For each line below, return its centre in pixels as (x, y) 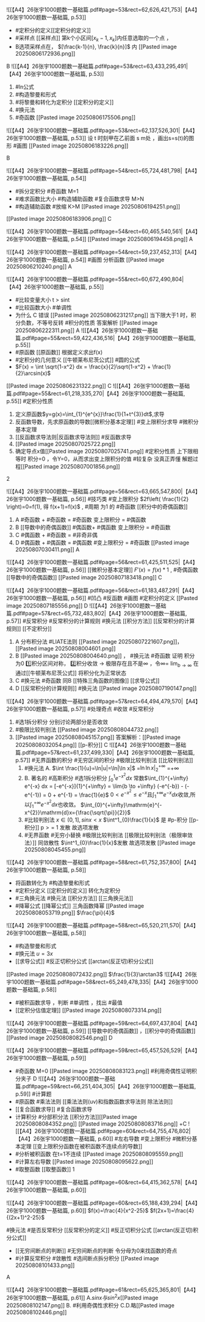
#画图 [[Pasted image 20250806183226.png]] (71, 146)
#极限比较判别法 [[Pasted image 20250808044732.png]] (87, 729)
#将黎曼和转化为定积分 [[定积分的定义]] (64, 102)
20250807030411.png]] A (47, 549)
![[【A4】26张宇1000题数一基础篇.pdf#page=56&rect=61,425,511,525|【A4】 (102, 562)
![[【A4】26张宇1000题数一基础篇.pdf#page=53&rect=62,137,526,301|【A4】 (102, 130)
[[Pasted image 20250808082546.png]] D (59, 1038)
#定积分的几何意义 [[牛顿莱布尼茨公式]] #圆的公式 (77, 360)
